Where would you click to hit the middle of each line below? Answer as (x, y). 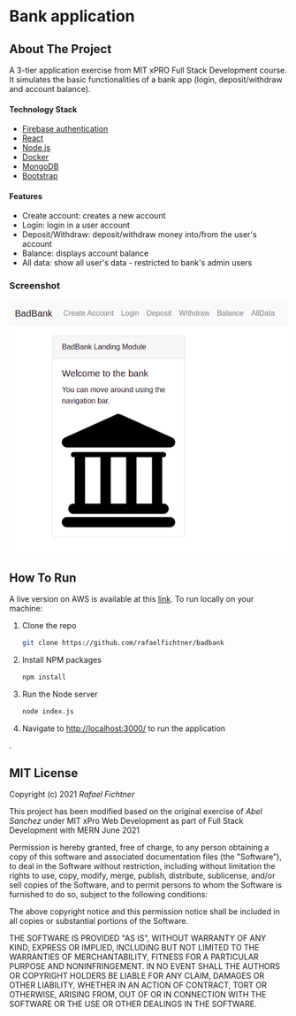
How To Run (43, 577)
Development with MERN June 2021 (74, 830)
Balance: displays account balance (85, 253)
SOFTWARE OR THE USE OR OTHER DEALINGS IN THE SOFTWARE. (133, 1004)
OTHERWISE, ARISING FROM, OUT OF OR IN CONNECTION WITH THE (138, 995)
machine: (26, 608)
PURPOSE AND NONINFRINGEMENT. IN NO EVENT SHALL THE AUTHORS (145, 966)
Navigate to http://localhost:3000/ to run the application (124, 728)
